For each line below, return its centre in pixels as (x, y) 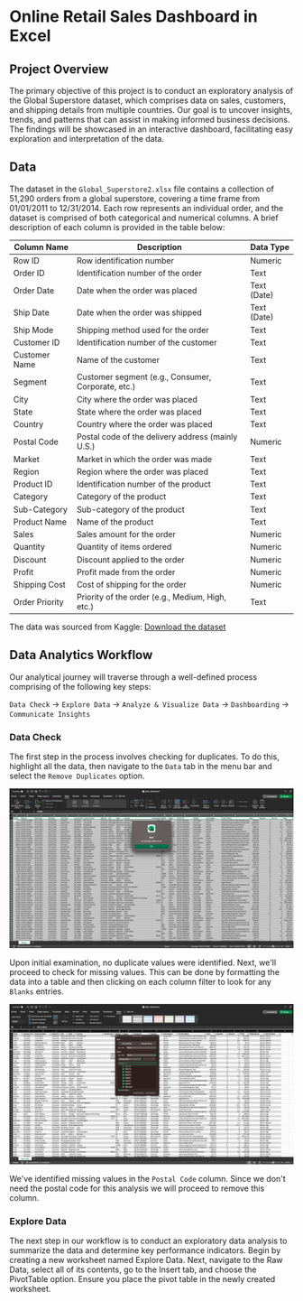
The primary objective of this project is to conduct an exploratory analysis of (151, 91)
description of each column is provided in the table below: (117, 227)
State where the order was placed (139, 412)
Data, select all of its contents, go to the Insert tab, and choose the (133, 1269)
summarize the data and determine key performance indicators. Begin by (145, 1250)
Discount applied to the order (130, 559)
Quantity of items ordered (124, 547)
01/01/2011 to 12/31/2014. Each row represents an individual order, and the (147, 208)
